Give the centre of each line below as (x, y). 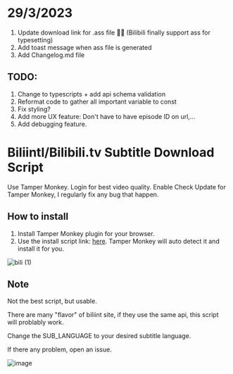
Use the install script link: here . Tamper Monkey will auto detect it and (118, 241)
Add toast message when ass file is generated (84, 47)
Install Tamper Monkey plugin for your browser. (86, 233)
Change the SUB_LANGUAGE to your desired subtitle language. (99, 336)
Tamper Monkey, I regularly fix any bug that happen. (83, 194)
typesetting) (35, 39)
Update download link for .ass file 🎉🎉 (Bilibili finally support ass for (114, 32)
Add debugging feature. (52, 124)
